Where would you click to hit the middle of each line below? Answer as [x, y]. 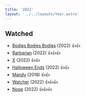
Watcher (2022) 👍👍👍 [35, 82]
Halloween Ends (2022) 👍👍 [40, 67]
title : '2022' [19, 9]
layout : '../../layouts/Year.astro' [42, 14]
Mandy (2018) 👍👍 [31, 75]
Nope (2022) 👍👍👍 [32, 89]
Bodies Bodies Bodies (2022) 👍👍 [46, 46]
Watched [19, 34]
